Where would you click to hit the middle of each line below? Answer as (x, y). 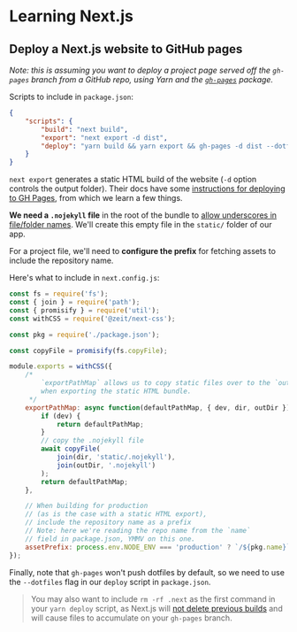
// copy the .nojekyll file (92, 441)
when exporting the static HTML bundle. (116, 391)
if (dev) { (61, 416)
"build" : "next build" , (84, 129)
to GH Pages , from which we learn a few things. (96, 198)
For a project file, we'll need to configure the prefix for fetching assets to (143, 251)
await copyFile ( (71, 449)
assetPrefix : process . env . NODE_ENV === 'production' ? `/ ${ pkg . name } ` (158, 547)
